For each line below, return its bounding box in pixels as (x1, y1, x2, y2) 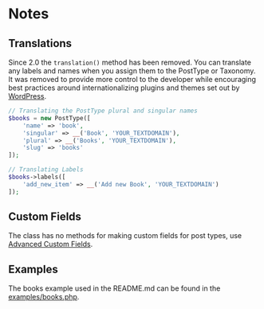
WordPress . (8, 92, 47, 100)
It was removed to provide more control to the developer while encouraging (8, 75, 257, 84)
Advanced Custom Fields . (8, 240, 93, 249)
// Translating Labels (8, 166, 84, 174)
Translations (8, 37, 73, 50)
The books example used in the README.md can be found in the (8, 284, 221, 293)
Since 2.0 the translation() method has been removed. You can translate (8, 57, 251, 67)
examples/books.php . (8, 292, 80, 302)
